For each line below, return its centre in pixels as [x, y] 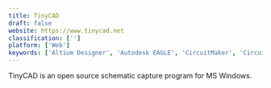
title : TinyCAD [34, 16]
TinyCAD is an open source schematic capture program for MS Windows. [130, 76]
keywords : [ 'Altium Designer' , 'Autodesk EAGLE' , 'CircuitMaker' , [122, 53]
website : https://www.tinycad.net [67, 30]
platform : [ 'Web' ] [39, 46]
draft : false [30, 23]
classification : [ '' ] [45, 38]
